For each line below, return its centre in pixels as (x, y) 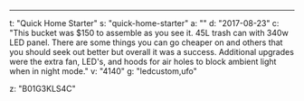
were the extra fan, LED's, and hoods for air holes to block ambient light (143, 61)
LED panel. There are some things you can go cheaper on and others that (146, 42)
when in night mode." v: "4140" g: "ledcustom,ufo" (103, 71)
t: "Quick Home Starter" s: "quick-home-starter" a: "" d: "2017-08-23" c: (144, 23)
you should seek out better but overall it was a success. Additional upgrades (152, 52)
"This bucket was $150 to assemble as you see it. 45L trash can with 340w (149, 33)
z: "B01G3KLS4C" (43, 88)
